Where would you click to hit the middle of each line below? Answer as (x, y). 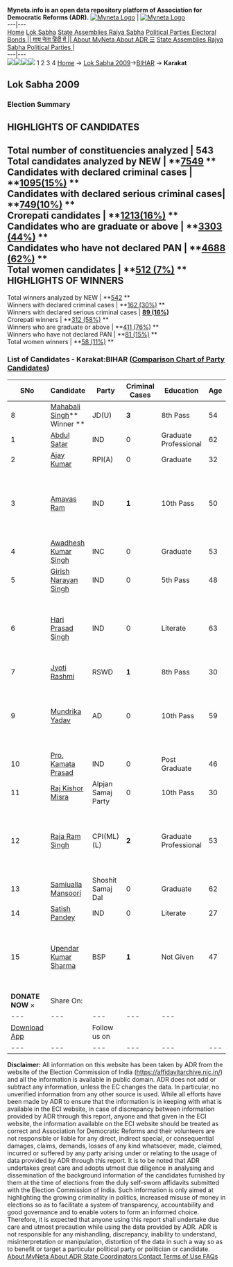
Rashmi (62, 676)
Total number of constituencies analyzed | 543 (110, 151)
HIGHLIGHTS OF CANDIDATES (74, 127)
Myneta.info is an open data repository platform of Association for (105, 10)
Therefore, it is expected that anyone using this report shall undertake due (113, 1219)
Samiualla (66, 884)
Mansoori (66, 893)
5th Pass (175, 580)
